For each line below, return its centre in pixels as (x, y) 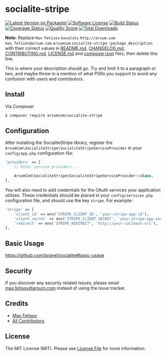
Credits (17, 304)
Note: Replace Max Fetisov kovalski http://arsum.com (60, 38)
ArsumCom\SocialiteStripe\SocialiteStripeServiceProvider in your (74, 148)
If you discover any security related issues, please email (62, 283)
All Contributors (28, 321)
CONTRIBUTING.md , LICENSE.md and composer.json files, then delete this (82, 53)
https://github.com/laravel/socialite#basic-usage (55, 255)
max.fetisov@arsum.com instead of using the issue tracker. (65, 288)
